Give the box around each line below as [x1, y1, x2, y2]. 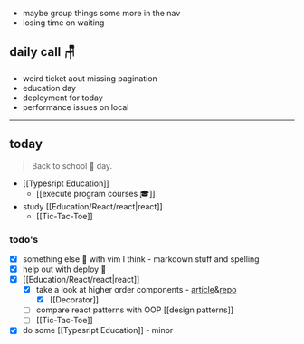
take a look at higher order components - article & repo [35, 284, 237, 295]
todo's [9, 233, 39, 246]
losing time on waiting [22, 17, 105, 28]
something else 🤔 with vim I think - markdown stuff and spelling [22, 253, 260, 265]
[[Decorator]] [49, 294, 100, 305]
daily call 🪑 [9, 44, 76, 60]
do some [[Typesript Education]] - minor [22, 325, 174, 336]
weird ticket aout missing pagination [22, 72, 158, 84]
